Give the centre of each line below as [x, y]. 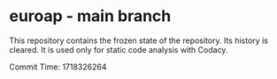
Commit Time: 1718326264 [58, 67]
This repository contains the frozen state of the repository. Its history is [138, 40]
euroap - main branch [90, 16]
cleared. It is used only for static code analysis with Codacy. [119, 49]
